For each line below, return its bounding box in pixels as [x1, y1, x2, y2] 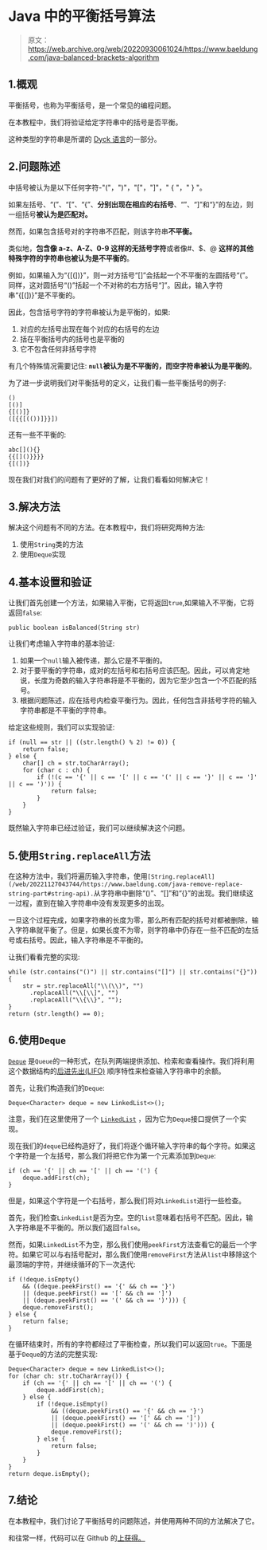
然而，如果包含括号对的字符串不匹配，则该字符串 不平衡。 [8, 226, 196, 236]
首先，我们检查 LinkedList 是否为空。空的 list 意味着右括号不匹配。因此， [8, 1213, 246, 1222]
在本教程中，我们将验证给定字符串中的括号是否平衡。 [8, 117, 183, 127]
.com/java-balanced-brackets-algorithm [27, 53, 160, 62]
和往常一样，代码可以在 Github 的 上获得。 [8, 1532, 145, 1543]
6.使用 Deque [8, 1033, 66, 1047]
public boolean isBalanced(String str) [8, 624, 141, 632]
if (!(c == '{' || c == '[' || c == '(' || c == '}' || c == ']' [37, 773, 258, 781]
